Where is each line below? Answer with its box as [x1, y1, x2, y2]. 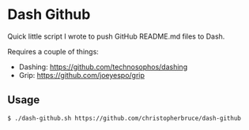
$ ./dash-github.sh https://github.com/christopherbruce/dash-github [7, 114, 242, 122]
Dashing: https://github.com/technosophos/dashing [18, 61, 187, 72]
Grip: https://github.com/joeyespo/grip [18, 70, 145, 80]
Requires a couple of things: [7, 46, 100, 56]
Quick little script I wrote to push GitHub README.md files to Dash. [7, 32, 225, 41]
